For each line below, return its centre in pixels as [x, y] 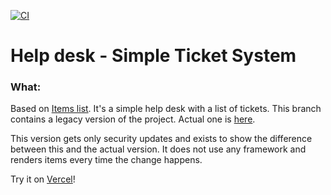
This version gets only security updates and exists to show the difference [161, 139]
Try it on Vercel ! [43, 179]
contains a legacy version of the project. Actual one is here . [133, 119]
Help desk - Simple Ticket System [153, 56]
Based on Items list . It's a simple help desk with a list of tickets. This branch [166, 109]
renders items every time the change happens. [106, 160]
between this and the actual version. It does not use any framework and [158, 149]
